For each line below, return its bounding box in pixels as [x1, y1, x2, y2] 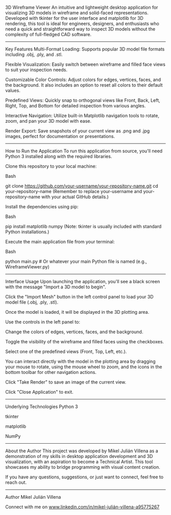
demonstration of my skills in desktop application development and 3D [5, 453, 153, 459]
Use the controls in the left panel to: [5, 319, 80, 325]
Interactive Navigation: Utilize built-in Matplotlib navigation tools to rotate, [5, 113, 159, 119]
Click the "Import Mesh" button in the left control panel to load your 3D [5, 294, 154, 300]
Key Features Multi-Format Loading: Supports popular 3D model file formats [5, 46, 165, 52]
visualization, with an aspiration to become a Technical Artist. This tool [5, 458, 153, 465]
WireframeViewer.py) [5, 264, 50, 269]
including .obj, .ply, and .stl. [5, 51, 63, 58]
